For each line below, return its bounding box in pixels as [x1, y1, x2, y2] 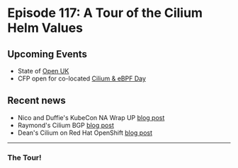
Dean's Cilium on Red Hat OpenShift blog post [17, 128, 153, 137]
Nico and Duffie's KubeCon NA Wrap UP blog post [17, 113, 165, 121]
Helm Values [7, 20, 84, 36]
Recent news [7, 95, 66, 107]
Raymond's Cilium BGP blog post [17, 121, 115, 129]
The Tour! [7, 152, 42, 162]
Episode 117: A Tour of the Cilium [7, 5, 203, 21]
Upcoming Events [7, 48, 87, 60]
